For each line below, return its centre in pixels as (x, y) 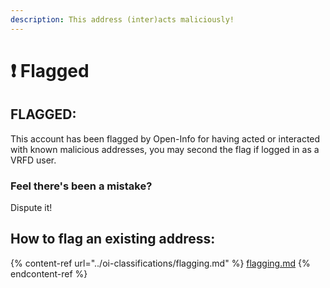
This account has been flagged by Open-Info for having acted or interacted (165, 138)
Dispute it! (31, 207)
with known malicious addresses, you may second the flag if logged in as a (165, 149)
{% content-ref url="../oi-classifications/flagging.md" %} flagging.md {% (160, 263)
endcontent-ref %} (49, 273)
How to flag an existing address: (113, 239)
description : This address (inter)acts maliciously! (122, 19)
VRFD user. (33, 160)
